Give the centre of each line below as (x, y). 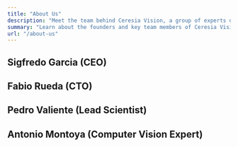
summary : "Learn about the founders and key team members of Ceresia (112, 27)
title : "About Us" (34, 14)
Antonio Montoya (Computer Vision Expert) (105, 134)
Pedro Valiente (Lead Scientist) (77, 110)
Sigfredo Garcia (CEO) (57, 62)
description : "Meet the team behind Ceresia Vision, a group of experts (117, 20)
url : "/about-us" (33, 34)
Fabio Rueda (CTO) (50, 87)
